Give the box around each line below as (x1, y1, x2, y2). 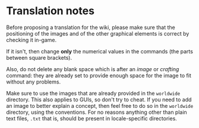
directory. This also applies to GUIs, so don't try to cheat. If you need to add (6, 96, 192, 103)
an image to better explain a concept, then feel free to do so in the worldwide (6, 102, 194, 109)
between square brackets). (6, 54, 72, 61)
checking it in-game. (6, 36, 57, 43)
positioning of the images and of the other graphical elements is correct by (6, 30, 189, 37)
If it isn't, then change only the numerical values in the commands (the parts (6, 47, 193, 55)
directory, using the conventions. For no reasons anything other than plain (6, 108, 187, 116)
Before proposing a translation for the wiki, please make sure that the (6, 24, 175, 31)
